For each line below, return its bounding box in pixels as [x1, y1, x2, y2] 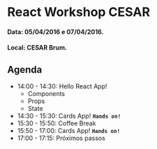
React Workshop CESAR [7, 4, 151, 20]
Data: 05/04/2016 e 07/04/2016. [7, 27, 104, 36]
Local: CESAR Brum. [7, 43, 68, 52]
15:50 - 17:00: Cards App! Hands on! [17, 127, 121, 135]
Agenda [7, 63, 43, 75]
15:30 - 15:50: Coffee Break [17, 119, 96, 127]
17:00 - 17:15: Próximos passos [17, 134, 106, 143]
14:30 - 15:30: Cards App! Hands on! [17, 112, 121, 120]
